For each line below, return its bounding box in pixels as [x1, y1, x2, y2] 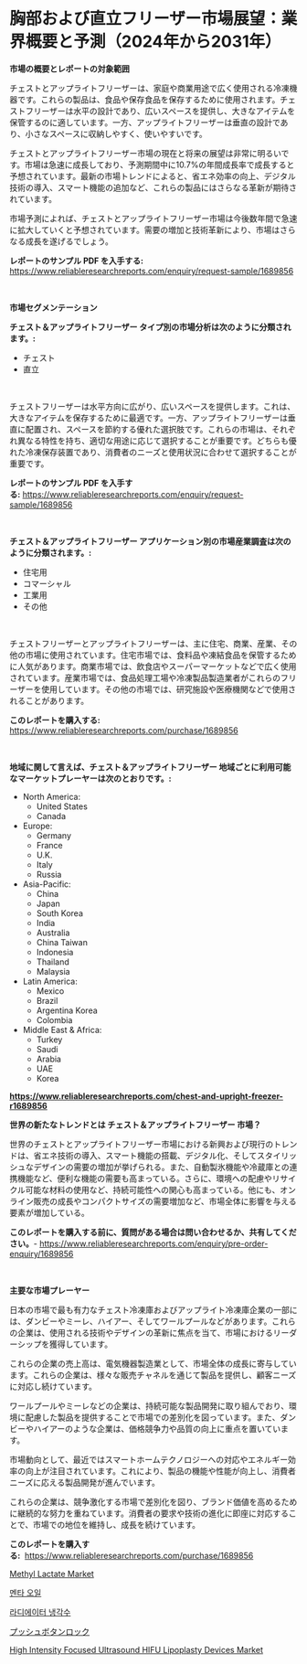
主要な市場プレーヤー [9, 1285, 90, 1296]
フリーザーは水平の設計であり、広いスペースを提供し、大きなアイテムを [25, 105, 295, 116]
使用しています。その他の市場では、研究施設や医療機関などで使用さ [40, 683, 297, 695]
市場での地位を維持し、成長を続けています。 [33, 1519, 201, 1530]
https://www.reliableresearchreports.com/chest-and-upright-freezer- [9, 1090, 283, 1102]
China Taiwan [36, 936, 89, 947]
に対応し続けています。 [9, 1381, 98, 1392]
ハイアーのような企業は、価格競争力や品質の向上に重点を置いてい [33, 1423, 281, 1434]
